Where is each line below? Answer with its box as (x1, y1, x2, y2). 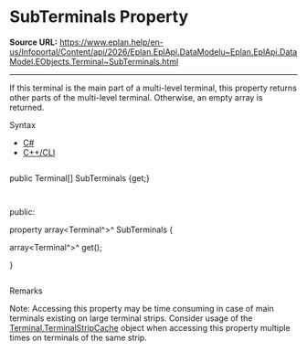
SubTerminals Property (9, 6, 189, 27)
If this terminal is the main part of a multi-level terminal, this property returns (9, 82, 297, 93)
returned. (9, 101, 45, 112)
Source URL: (9, 37, 58, 48)
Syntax (9, 119, 37, 130)
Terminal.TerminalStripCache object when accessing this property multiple (9, 322, 291, 333)
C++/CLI (22, 146, 56, 157)
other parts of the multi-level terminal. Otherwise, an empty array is (9, 91, 263, 102)
